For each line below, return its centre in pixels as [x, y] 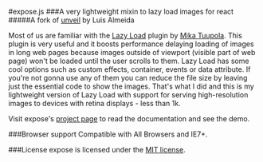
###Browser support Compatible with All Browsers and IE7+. [108, 134]
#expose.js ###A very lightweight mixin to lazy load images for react [121, 12]
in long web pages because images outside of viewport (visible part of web [132, 52]
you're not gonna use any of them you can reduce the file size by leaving [128, 78]
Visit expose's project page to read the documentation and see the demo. [129, 119]
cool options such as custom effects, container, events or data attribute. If [130, 69]
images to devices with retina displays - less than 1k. [94, 103]
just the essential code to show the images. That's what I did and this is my [131, 86]
